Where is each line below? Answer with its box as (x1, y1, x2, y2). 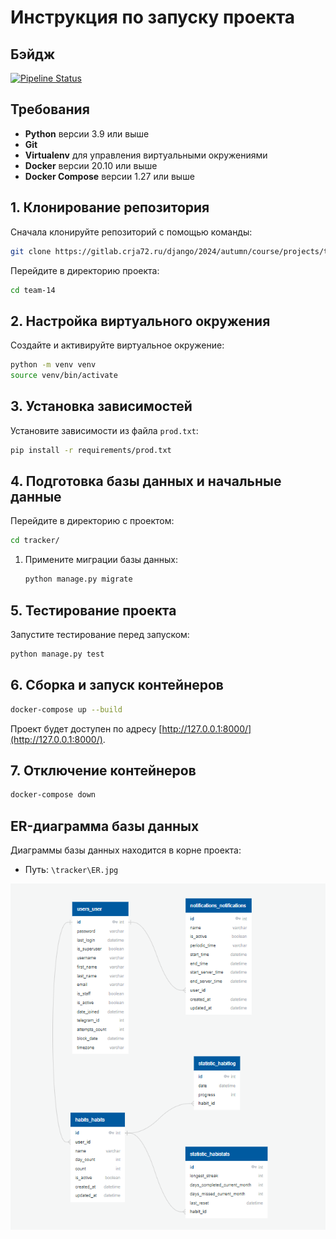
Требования (10, 101, 90, 118)
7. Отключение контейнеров (10, 762, 197, 779)
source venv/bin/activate (10, 371, 118, 381)
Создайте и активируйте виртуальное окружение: (10, 339, 225, 351)
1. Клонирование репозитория (10, 199, 210, 216)
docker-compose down (10, 790, 97, 800)
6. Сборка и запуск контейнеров (10, 677, 224, 694)
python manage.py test (10, 649, 105, 659)
